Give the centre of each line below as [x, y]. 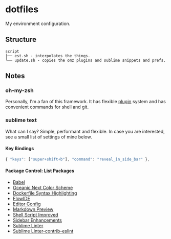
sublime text [21, 120]
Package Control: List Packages [40, 171]
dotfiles [22, 9]
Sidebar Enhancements [37, 220]
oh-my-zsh [20, 90]
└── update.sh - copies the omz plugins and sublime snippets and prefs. [86, 60]
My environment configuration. [38, 23]
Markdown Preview [33, 209]
